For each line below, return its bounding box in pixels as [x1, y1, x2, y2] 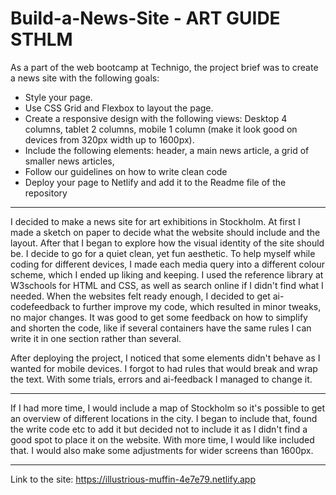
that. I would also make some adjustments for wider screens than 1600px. [10, 444, 314, 456]
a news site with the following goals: [10, 72, 160, 84]
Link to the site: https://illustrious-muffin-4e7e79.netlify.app [10, 473, 256, 485]
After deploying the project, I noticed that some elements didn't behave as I [10, 352, 321, 364]
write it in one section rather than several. [10, 332, 182, 344]
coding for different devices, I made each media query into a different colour [10, 258, 326, 270]
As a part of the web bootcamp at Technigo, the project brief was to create [10, 61, 319, 73]
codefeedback [10, 300, 71, 312]
